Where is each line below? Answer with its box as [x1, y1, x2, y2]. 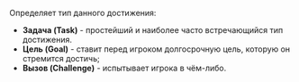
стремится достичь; [22, 53, 101, 63]
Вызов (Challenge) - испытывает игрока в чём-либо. [22, 62, 227, 73]
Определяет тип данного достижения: [9, 8, 157, 18]
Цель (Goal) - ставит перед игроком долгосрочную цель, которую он [22, 44, 291, 54]
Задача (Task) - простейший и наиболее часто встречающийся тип [22, 25, 284, 35]
